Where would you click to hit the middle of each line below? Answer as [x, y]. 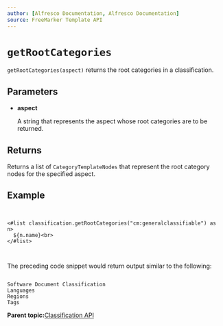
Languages [21, 290]
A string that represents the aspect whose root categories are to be [112, 121]
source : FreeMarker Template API [55, 20]
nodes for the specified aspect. [51, 174]
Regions [18, 296]
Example [26, 196]
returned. [30, 129]
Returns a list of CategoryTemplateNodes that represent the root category [108, 167]
